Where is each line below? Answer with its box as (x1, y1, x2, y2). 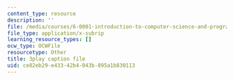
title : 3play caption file (7, 56, 86, 63)
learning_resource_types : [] (7, 36, 92, 43)
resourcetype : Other (7, 49, 68, 56)
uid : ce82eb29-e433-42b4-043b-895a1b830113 (7, 62, 136, 69)
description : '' (7, 17, 54, 24)
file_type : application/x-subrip (7, 29, 104, 37)
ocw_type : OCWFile (7, 42, 61, 49)
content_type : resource (7, 10, 77, 17)
